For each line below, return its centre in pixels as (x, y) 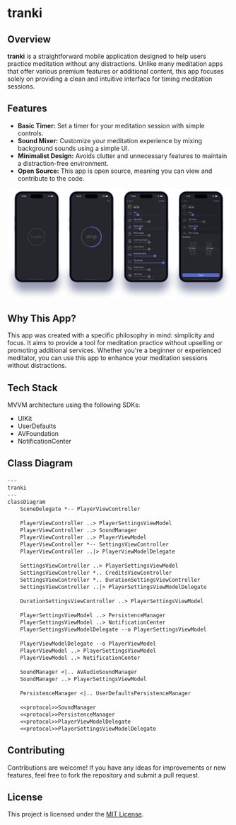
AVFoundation (38, 433)
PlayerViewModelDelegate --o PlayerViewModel (88, 644)
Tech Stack (33, 388)
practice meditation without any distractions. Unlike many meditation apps (115, 64)
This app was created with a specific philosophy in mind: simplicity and (111, 335)
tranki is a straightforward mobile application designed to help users (107, 56)
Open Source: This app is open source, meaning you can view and (115, 171)
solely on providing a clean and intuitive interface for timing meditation (110, 79)
